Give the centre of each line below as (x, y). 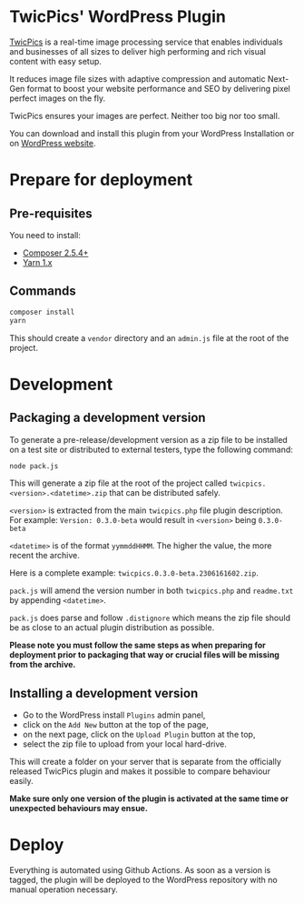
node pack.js (34, 466)
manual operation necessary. (64, 889)
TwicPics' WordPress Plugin (118, 17)
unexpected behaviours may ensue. (78, 809)
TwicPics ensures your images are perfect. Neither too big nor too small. (145, 116)
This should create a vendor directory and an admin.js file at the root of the (149, 337)
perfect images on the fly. (58, 98)
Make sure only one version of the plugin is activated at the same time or (149, 799)
